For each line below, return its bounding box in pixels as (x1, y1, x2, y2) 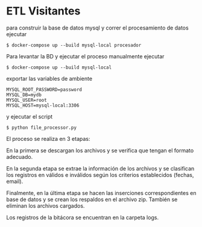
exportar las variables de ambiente (6, 75, 92, 82)
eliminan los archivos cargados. (6, 202, 85, 209)
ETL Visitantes (6, 4, 81, 18)
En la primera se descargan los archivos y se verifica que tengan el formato (6, 146, 194, 154)
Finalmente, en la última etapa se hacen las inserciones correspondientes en (6, 189, 197, 196)
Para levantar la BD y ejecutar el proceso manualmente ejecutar (6, 52, 165, 60)
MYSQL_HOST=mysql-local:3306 (6, 102, 80, 108)
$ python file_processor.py (6, 125, 77, 131)
